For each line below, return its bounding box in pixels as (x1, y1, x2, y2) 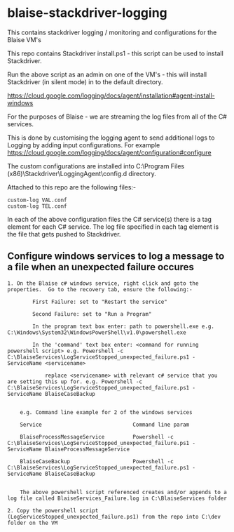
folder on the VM (7, 519, 58, 526)
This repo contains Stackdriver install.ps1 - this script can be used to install (7, 49, 224, 58)
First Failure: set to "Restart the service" (32, 298, 168, 305)
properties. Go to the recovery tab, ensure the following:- (7, 286, 193, 293)
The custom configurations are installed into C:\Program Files (7, 161, 184, 170)
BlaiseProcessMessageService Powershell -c (20, 433, 174, 440)
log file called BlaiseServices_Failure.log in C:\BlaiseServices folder (7, 495, 228, 502)
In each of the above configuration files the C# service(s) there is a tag (7, 215, 212, 223)
